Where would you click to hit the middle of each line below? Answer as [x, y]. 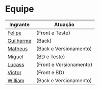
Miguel [15, 56]
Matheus [18, 48]
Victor [14, 72]
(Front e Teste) [53, 33]
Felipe [15, 33]
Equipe [20, 9]
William [16, 80]
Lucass [16, 65]
